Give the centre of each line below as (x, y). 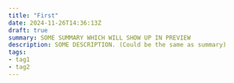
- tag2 (19, 67)
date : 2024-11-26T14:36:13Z (55, 23)
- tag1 (19, 60)
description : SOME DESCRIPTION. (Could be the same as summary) (117, 45)
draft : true (28, 30)
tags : (17, 52)
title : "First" (34, 15)
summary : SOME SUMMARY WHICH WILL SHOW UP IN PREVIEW (100, 38)
